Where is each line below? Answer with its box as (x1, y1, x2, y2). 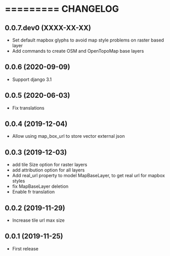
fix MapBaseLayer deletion (12, 183, 69, 189)
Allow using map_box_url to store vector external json (12, 133, 125, 139)
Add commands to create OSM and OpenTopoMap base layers (12, 48, 144, 54)
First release (12, 245, 39, 251)
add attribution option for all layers (12, 167, 85, 173)
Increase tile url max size (12, 217, 65, 223)
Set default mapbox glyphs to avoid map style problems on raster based (12, 37, 164, 43)
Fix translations (12, 104, 44, 111)
